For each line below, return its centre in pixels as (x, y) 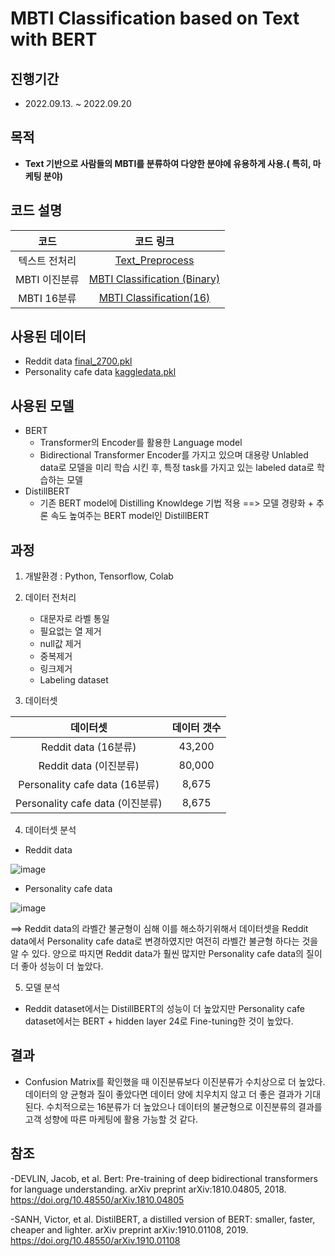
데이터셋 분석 (50, 830)
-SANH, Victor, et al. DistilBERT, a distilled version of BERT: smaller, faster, (163, 1219)
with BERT (54, 39)
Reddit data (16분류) (89, 747)
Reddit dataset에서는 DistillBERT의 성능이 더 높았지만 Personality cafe (164, 1009)
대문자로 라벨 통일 (74, 619)
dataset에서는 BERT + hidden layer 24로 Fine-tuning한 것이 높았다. (159, 1021)
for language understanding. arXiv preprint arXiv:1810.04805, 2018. (148, 1189)
